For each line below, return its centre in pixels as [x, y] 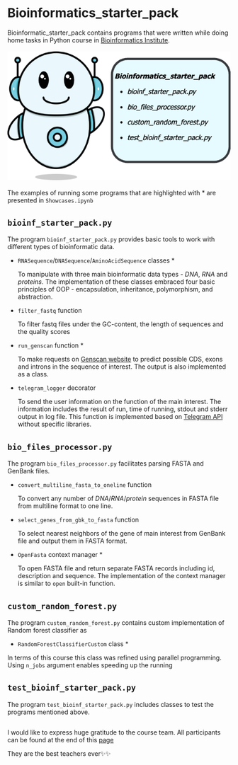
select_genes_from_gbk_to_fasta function [78, 520]
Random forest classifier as [47, 630]
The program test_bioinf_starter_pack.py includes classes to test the [110, 704]
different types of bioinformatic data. [61, 247]
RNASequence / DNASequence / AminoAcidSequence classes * [96, 260]
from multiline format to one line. [65, 506]
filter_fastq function [50, 311]
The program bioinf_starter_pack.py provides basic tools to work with [111, 239]
